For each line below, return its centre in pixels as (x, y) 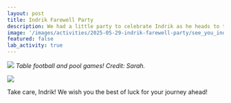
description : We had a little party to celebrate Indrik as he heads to (113, 26)
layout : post (26, 13)
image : (16, 33)
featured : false (30, 39)
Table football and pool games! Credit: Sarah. (80, 66)
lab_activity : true (35, 45)
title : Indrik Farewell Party (51, 20)
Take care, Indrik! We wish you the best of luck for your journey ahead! (108, 92)
